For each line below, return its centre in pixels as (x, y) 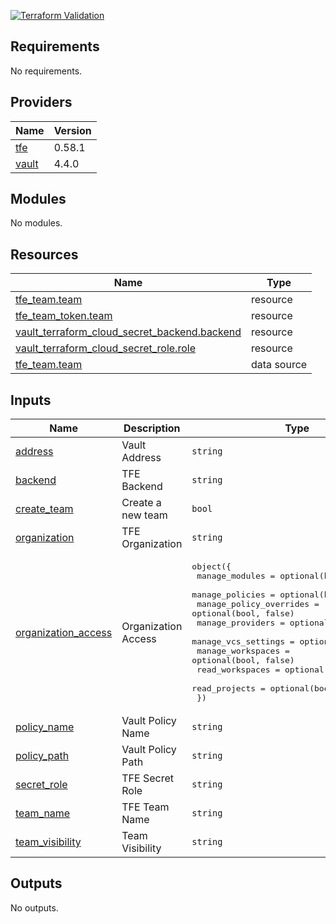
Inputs (31, 400)
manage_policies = (233, 595)
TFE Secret (147, 778)
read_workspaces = (238, 670)
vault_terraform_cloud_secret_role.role (105, 348)
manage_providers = (241, 623)
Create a (141, 503)
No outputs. (34, 907)
